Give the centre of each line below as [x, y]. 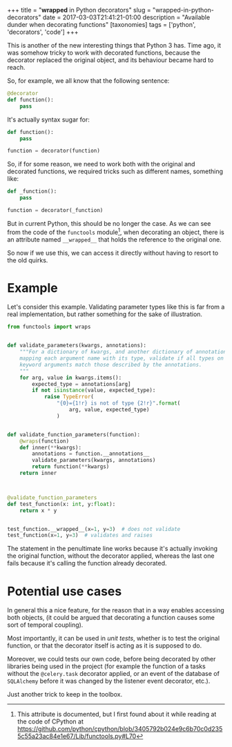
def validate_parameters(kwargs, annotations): [77, 346]
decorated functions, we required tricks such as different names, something [115, 171]
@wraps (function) [45, 441]
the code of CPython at [50, 721]
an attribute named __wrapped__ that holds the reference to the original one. [115, 239]
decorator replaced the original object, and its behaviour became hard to [110, 60]
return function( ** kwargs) [71, 467]
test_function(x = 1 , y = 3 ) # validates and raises [80, 535]
